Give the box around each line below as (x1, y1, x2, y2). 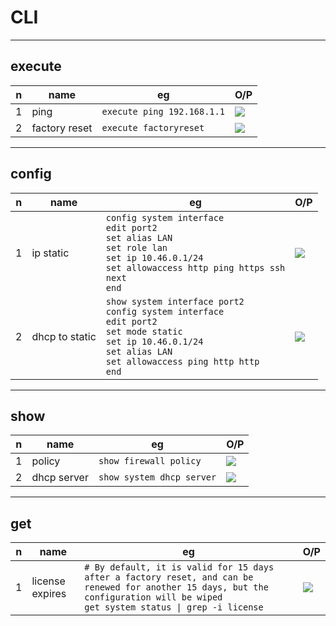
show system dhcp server (98, 472, 217, 483)
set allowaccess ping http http (105, 356, 260, 367)
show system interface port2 (105, 296, 245, 307)
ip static (31, 246, 70, 260)
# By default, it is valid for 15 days (84, 562, 275, 573)
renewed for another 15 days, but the (84, 582, 269, 593)
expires (31, 587, 67, 601)
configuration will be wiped (84, 592, 223, 603)
